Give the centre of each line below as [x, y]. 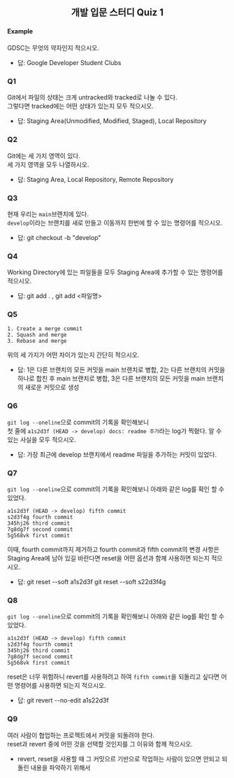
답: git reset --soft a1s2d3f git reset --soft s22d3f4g [92, 582]
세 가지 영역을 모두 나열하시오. [48, 164]
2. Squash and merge [37, 335]
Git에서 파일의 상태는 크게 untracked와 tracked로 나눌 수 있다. [93, 97]
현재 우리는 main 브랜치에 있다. [48, 214]
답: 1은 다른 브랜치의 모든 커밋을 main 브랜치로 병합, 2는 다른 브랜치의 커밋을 [121, 370]
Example [20, 31]
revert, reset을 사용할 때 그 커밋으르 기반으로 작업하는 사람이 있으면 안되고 [119, 758]
